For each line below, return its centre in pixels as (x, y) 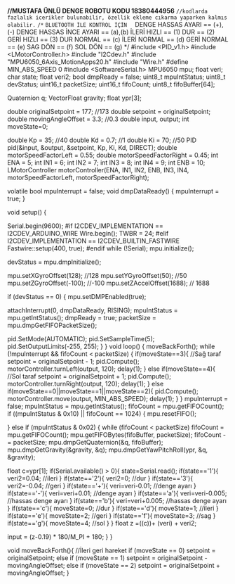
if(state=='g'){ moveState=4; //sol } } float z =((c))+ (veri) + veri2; (102, 523)
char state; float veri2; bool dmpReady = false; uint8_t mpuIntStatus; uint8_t (116, 77)
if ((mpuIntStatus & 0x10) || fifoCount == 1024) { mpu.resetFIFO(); (102, 414)
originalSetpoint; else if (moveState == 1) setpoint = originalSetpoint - (108, 558)
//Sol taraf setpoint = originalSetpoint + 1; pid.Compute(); (89, 376)
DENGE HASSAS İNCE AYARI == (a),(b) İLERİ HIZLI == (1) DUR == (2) (116, 32)
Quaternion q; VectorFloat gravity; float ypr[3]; (74, 98)
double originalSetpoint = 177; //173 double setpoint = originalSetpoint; (109, 112)
